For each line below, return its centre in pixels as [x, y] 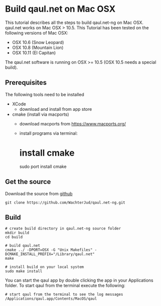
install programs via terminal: [49, 133]
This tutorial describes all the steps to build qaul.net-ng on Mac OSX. [74, 22]
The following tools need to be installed [45, 94]
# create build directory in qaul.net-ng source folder [63, 229]
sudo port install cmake [43, 166]
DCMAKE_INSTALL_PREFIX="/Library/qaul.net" [50, 254]
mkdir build [17, 233]
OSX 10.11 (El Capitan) [34, 53]
